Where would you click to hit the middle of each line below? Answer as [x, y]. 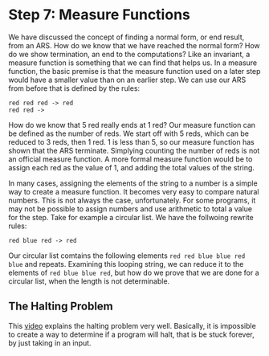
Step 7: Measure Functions [99, 15]
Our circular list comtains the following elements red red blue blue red [127, 256]
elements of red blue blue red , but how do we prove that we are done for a [134, 272]
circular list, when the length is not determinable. [89, 281]
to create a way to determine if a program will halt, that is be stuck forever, [131, 334]
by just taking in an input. [50, 342]
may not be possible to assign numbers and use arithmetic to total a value [130, 209]
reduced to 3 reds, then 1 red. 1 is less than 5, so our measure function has [131, 141]
